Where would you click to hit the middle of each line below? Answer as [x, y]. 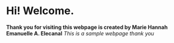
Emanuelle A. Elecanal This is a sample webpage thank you [80, 33]
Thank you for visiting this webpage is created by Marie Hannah [87, 27]
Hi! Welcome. [40, 11]
